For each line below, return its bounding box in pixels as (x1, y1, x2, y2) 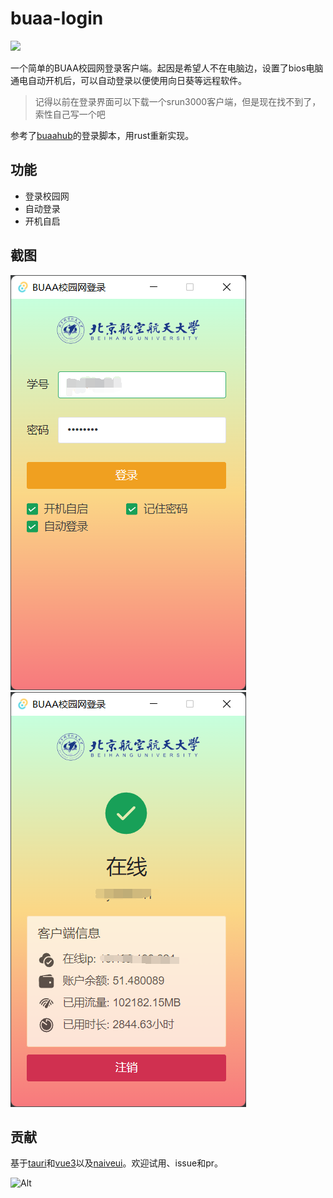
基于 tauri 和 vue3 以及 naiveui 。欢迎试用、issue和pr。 (10, 1157, 223, 1169)
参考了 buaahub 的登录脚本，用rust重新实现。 (10, 129, 195, 141)
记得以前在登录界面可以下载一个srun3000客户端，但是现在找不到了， (34, 95, 322, 107)
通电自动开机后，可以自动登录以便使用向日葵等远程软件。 (10, 74, 247, 86)
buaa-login (10, 7, 104, 30)
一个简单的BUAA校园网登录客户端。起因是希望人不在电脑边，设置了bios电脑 (10, 62, 324, 74)
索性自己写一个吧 (34, 108, 106, 120)
